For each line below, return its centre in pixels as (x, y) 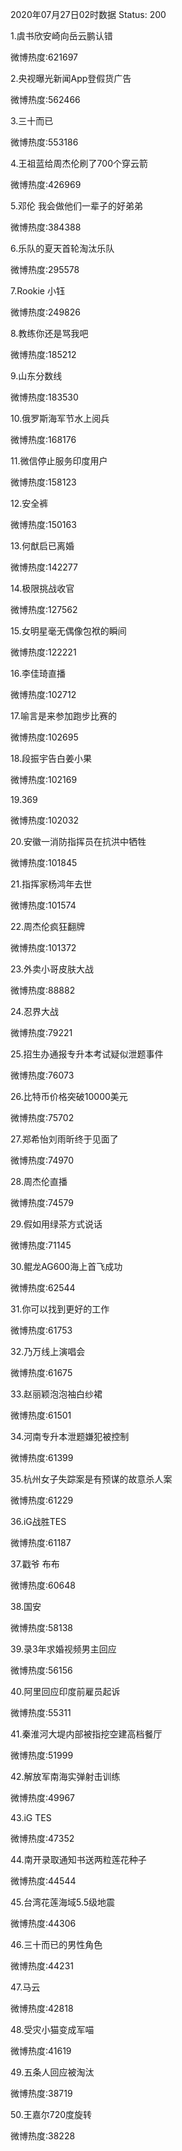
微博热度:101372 (43, 947)
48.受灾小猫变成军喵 (52, 2029)
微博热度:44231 (42, 1966)
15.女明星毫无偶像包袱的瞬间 (68, 631)
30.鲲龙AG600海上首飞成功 (66, 1266)
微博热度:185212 (43, 354)
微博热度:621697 (44, 57)
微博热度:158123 (43, 482)
